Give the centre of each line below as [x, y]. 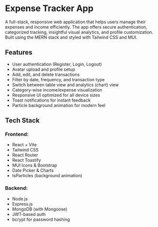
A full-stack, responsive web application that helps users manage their [76, 22]
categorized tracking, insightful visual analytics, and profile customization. [79, 32]
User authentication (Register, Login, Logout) [57, 64]
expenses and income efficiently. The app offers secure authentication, [76, 27]
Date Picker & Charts [33, 170]
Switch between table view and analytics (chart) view [65, 85]
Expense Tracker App [49, 8]
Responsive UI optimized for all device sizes [56, 95]
